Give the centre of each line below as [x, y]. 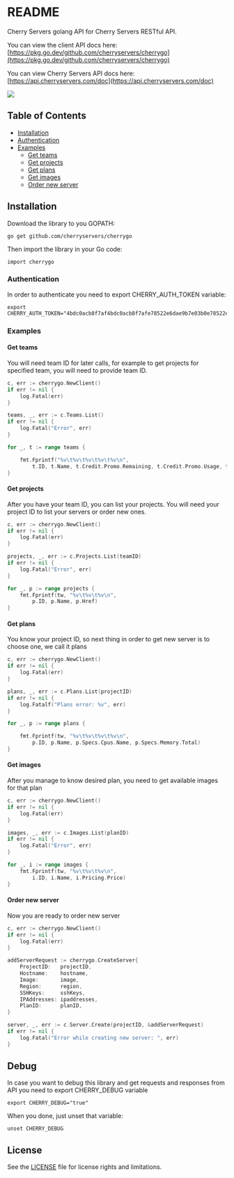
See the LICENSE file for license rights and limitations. [85, 1167]
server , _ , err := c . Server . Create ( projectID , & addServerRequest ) [106, 1025]
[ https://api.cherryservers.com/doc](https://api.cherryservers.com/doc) [110, 80]
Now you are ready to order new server [64, 916]
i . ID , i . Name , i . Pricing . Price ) [79, 878]
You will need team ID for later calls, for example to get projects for [103, 363]
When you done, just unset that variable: [65, 1116]
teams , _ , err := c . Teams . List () [56, 415]
